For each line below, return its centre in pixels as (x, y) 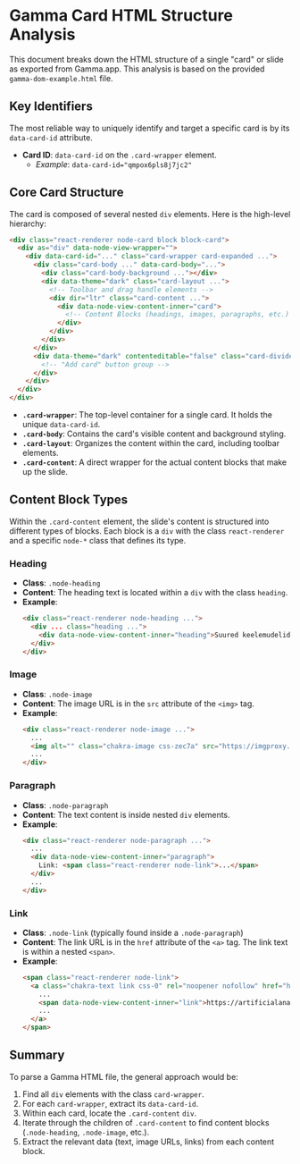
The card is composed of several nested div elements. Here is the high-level (150, 214)
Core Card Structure (67, 193)
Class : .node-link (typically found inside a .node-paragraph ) (133, 932)
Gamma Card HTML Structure (121, 16)
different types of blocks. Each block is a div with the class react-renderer (147, 531)
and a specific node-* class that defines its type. (98, 540)
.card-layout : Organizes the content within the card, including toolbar (150, 443)
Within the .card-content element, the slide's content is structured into (139, 521)
